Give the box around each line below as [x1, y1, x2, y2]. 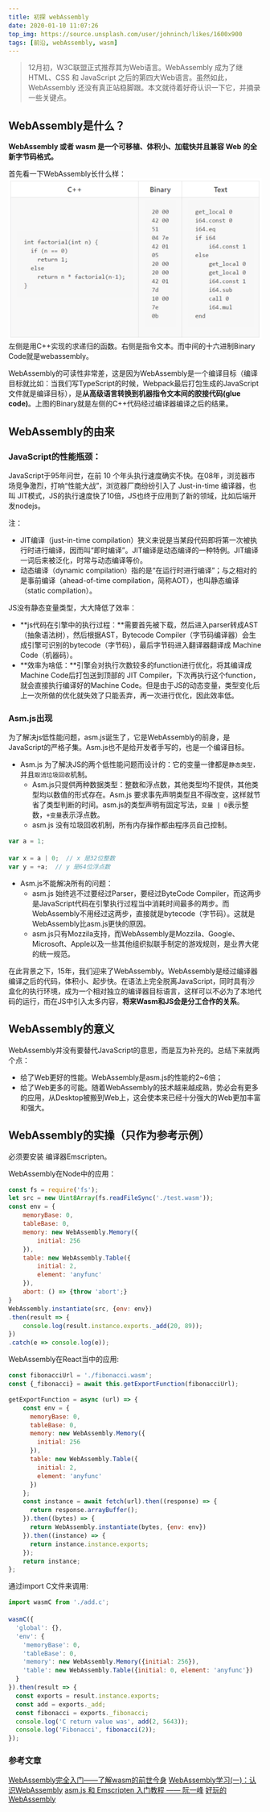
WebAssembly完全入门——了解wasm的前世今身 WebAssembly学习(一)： [8, 1775, 250, 1785]
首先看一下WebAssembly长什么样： [8, 169, 127, 179]
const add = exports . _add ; [15, 1700, 106, 1709]
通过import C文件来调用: [8, 1581, 88, 1591]
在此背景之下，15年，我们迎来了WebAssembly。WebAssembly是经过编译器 [8, 966, 259, 976]
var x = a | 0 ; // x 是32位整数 [8, 855, 116, 863]
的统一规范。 [31, 948, 75, 959]
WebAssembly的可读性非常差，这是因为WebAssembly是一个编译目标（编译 [8, 369, 259, 378]
